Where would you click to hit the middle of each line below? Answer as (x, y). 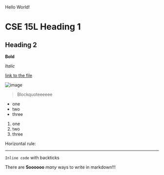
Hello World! (18, 7)
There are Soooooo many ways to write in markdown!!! (60, 167)
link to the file (19, 76)
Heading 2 (21, 45)
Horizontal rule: (20, 143)
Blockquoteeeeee (35, 94)
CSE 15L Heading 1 (43, 27)
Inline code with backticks (32, 158)
